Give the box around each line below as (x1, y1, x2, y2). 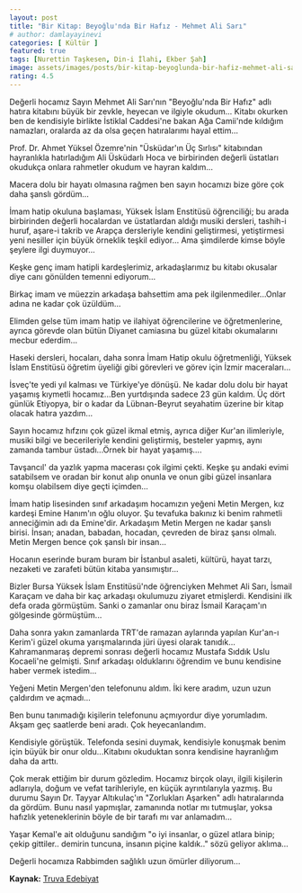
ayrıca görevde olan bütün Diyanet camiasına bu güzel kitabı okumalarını (9, 325, 279, 335)
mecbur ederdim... (9, 335, 78, 345)
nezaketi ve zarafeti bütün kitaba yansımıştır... (9, 563, 179, 574)
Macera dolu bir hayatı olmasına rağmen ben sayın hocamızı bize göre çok (9, 179, 285, 190)
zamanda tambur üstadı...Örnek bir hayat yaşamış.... (9, 444, 202, 455)
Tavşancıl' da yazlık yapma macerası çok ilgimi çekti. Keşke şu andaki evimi (9, 461, 289, 472)
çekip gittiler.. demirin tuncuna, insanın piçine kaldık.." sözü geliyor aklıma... (9, 838, 289, 849)
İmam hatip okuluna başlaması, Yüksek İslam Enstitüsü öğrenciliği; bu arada (9, 206, 289, 217)
